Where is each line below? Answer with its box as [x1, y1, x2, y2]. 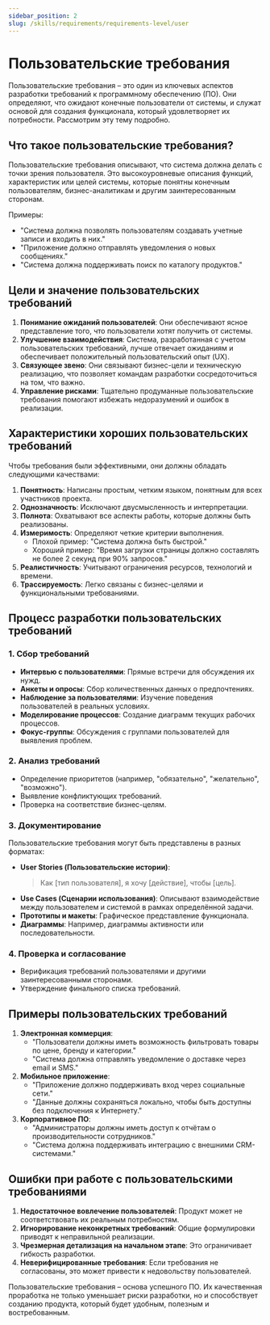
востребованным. [8, 1308, 70, 1318]
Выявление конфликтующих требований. [19, 791, 162, 801]
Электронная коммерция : [19, 1028, 114, 1038]
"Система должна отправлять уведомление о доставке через [31, 1054, 247, 1064]
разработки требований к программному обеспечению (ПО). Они [8, 90, 237, 99]
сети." [31, 1088, 54, 1099]
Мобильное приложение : [19, 1071, 110, 1081]
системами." [31, 1149, 77, 1159]
